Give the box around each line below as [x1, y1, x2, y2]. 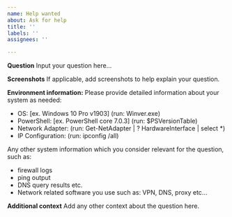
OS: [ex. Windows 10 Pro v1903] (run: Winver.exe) [17, 110, 160, 118]
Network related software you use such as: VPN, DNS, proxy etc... [17, 188, 208, 197]
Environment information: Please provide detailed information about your [7, 89, 219, 97]
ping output [17, 174, 51, 182]
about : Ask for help [7, 17, 68, 24]
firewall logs [17, 166, 53, 174]
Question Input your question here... [7, 61, 112, 70]
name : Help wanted [7, 10, 61, 17]
